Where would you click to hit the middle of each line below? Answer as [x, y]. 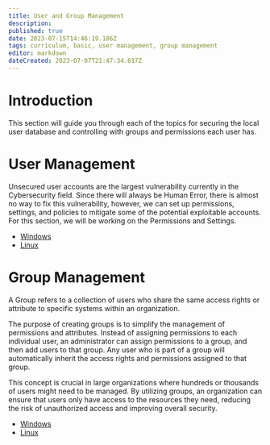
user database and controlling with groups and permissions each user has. [132, 131]
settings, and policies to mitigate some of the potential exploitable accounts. [135, 212]
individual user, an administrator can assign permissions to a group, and [128, 341]
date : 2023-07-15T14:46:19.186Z [62, 38]
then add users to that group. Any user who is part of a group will [117, 349]
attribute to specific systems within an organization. [94, 308]
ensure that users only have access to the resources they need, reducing [130, 399]
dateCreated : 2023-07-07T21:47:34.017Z [75, 61]
